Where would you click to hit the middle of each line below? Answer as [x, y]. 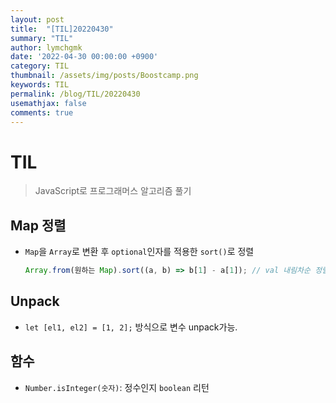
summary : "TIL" [42, 38]
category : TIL [40, 66]
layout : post [37, 19]
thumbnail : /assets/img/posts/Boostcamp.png [104, 76]
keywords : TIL [40, 85]
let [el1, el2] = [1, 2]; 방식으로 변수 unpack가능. [131, 327]
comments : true [42, 112]
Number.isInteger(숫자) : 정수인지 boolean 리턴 [117, 387]
